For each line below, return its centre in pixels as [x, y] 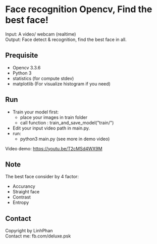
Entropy [21, 202]
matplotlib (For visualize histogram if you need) [62, 84]
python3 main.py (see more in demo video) [65, 139]
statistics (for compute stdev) [43, 78]
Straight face [26, 192]
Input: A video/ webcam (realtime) [41, 34]
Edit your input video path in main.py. [51, 128]
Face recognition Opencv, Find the [79, 9]
